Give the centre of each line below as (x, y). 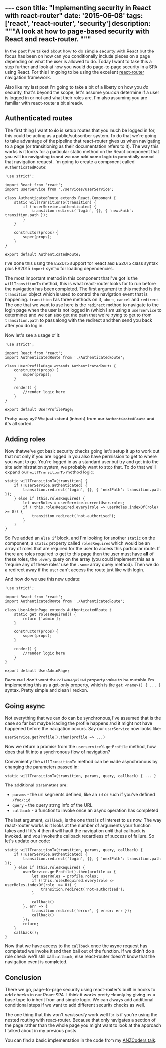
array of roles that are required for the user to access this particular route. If (83, 549)
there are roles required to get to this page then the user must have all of (79, 554)
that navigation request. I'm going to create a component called (70, 162)
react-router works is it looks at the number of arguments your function (78, 825)
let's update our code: (28, 841)
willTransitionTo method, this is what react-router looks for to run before (81, 283)
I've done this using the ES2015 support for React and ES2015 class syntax (82, 263)
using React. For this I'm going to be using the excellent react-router (75, 72)
